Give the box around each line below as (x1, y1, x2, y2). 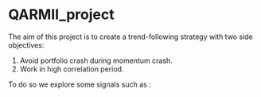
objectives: (8, 40, 45, 49)
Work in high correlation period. (19, 64, 124, 73)
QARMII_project (8, 6, 115, 24)
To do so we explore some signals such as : (8, 80, 151, 89)
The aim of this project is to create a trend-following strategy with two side (8, 32, 253, 41)
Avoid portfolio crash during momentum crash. (19, 56, 173, 65)
